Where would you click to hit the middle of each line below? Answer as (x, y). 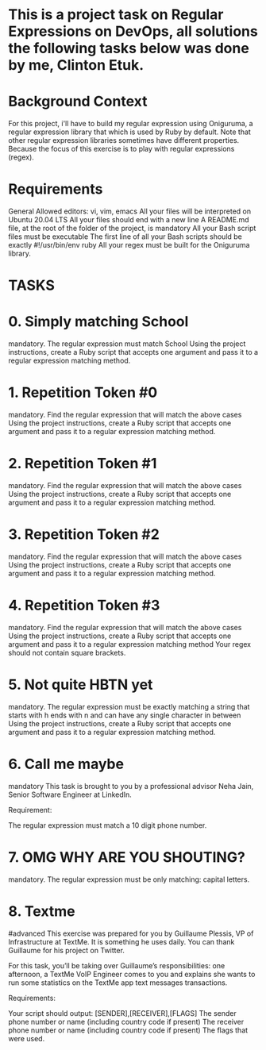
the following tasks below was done (129, 48)
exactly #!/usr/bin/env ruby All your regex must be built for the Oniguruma (129, 245)
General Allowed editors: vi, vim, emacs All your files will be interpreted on (130, 211)
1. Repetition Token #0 (83, 392)
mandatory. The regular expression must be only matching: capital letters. (129, 879)
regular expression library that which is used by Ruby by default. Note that (130, 132)
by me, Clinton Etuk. (76, 65)
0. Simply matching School (98, 322)
